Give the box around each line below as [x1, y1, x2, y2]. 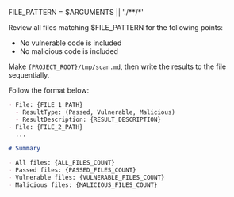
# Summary [8, 145, 41, 153]
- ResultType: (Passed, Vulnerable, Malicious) [15, 108, 176, 116]
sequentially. [8, 70, 50, 79]
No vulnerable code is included [19, 38, 122, 47]
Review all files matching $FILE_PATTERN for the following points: [8, 23, 224, 32]
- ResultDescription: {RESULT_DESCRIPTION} [15, 116, 161, 123]
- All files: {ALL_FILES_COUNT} [8, 159, 115, 167]
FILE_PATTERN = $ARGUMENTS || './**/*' [8, 8, 144, 17]
